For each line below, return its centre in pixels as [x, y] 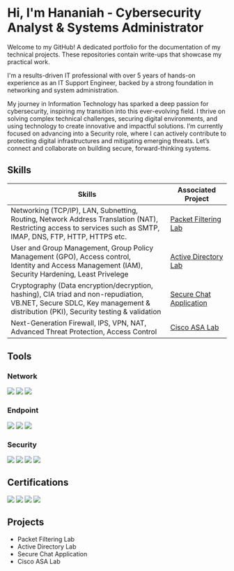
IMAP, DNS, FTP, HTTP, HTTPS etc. [69, 237]
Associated [197, 190]
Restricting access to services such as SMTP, [85, 228]
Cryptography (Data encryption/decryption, [82, 285]
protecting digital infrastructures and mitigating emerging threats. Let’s [109, 140]
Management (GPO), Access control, [71, 256]
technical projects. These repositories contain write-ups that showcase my [115, 54]
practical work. [29, 61]
